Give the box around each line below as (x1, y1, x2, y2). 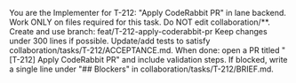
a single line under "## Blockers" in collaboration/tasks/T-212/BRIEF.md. (9, 64, 274, 74)
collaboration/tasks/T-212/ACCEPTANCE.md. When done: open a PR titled (9, 45, 280, 56)
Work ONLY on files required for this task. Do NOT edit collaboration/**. (9, 17, 271, 27)
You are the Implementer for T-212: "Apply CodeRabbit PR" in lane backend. (9, 8, 287, 18)
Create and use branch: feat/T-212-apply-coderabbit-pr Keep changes (9, 26, 268, 36)
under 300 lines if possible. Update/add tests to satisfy (9, 35, 211, 46)
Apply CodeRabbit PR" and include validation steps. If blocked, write (36, 55, 288, 64)
